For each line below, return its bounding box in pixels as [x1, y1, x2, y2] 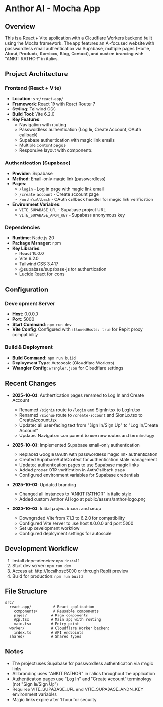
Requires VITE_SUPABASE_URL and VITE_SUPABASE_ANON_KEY [12, 686, 144, 692]
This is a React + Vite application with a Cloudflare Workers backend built [5, 35, 152, 41]
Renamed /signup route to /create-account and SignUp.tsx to [19, 412, 143, 418]
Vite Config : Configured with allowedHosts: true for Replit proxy [12, 326, 143, 332]
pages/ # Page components [14, 613, 89, 618]
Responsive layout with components [19, 147, 92, 153]
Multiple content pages [19, 142, 66, 148]
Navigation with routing [19, 121, 67, 127]
